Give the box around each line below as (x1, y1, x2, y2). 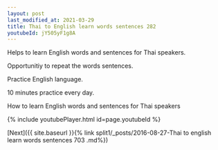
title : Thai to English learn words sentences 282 (7, 23, 156, 30)
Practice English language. (7, 75, 83, 84)
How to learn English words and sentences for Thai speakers (7, 102, 181, 111)
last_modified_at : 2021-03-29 (7, 17, 95, 24)
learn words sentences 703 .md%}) (7, 136, 109, 144)
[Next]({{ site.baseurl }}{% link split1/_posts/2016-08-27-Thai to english (7, 129, 212, 137)
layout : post (7, 10, 45, 17)
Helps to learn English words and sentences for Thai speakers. (7, 48, 186, 57)
